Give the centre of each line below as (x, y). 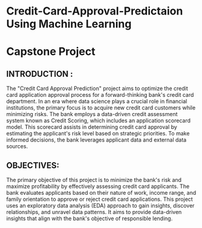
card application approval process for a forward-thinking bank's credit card (100, 95)
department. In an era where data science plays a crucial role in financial (97, 102)
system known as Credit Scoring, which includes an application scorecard (99, 121)
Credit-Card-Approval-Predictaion (95, 11)
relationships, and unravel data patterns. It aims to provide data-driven (94, 212)
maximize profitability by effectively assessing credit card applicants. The (98, 186)
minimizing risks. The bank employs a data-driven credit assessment (92, 114)
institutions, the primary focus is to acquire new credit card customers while (101, 108)
